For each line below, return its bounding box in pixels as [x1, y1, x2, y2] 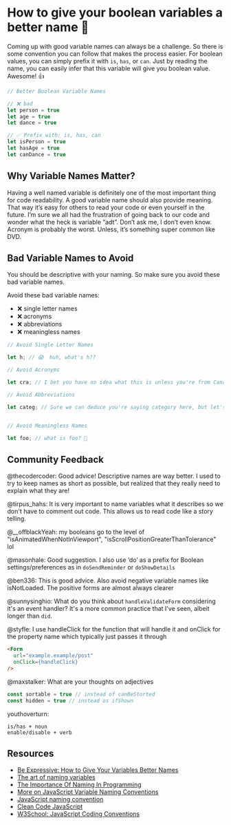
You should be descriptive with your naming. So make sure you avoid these [7, 271, 220, 279]
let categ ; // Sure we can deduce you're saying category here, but [7, 404, 208, 410]
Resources [7, 747, 54, 759]
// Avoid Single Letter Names [7, 342, 94, 348]
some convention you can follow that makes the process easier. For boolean [7, 50, 223, 58]
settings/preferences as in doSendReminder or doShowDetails [7, 563, 175, 572]
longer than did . [7, 612, 53, 620]
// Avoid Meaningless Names [7, 422, 88, 429]
